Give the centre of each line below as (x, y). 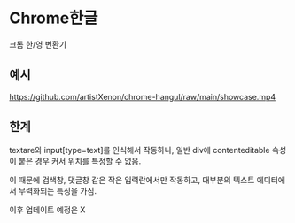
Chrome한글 (54, 18)
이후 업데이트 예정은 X (47, 210)
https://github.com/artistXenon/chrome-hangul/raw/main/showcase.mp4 (143, 96)
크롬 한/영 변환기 (38, 44)
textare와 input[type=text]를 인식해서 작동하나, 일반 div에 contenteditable (140, 150)
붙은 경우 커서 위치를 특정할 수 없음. (80, 161)
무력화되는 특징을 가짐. (58, 190)
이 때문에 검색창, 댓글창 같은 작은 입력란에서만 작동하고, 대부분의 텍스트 (132, 180)
